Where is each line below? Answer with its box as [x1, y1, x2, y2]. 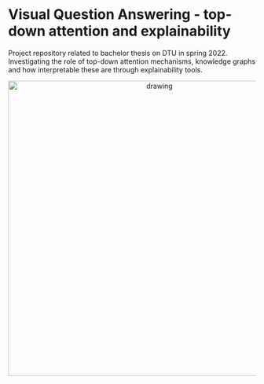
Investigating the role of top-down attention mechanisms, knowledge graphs [8, 57, 256, 66]
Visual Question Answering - [8, 6, 200, 24]
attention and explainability [48, 22, 231, 40]
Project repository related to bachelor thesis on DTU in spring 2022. [8, 48, 228, 57]
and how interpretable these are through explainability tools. [8, 65, 203, 74]
